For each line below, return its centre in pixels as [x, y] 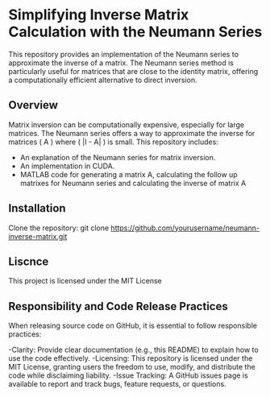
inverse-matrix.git [38, 236]
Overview [33, 105]
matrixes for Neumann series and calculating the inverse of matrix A [133, 183]
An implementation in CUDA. [67, 166]
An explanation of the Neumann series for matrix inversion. [118, 157]
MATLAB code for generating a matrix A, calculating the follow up [129, 174]
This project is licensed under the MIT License [85, 281]
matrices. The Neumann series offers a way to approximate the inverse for [132, 133]
